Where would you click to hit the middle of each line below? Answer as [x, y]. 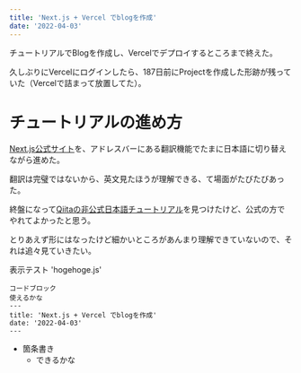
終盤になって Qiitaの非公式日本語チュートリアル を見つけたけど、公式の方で [147, 209]
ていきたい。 [72, 251]
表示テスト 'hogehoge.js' [55, 270]
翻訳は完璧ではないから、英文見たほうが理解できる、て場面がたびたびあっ [147, 179]
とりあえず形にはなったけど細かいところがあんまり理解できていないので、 [147, 239]
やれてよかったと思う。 [53, 221]
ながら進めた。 [37, 160]
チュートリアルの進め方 [96, 122]
